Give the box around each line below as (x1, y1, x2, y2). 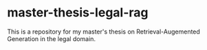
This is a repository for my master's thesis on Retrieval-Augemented (7, 27, 201, 36)
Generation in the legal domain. (7, 34, 96, 42)
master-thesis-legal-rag (7, 5, 149, 21)
